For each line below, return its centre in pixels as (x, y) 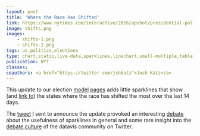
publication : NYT (28, 61)
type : (13, 56)
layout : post (22, 12)
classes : (17, 67)
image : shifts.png (29, 28)
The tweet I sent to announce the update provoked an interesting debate (95, 114)
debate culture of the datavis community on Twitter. (70, 126)
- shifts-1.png (36, 39)
